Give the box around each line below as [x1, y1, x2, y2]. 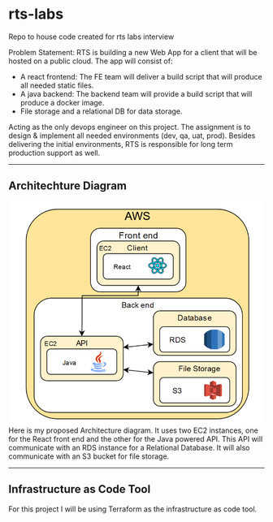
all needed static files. [19, 80, 94, 90]
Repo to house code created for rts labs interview [8, 32, 175, 41]
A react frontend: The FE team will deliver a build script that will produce [19, 71, 262, 81]
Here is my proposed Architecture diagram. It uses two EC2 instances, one [8, 425, 258, 435]
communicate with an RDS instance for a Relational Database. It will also [8, 442, 250, 452]
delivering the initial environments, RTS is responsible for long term [8, 139, 233, 149]
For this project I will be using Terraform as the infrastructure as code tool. [8, 504, 258, 514]
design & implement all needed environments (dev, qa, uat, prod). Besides [8, 131, 256, 140]
